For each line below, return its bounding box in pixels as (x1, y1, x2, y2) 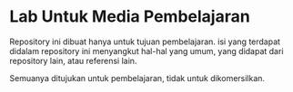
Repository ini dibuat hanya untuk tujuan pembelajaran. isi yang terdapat (9, 36, 280, 47)
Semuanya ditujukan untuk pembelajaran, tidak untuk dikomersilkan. (9, 72, 266, 83)
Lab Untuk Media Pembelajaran (9, 6, 250, 27)
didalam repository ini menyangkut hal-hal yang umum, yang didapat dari (9, 45, 284, 56)
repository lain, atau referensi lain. (9, 55, 137, 66)
